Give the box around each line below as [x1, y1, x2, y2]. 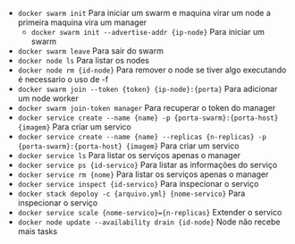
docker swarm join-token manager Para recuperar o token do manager [17, 103, 276, 113]
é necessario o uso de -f [17, 74, 109, 84]
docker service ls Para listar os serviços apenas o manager [17, 150, 241, 160]
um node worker [17, 93, 79, 104]
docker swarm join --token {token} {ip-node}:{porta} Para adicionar [17, 84, 278, 94]
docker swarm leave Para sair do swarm [17, 46, 164, 56]
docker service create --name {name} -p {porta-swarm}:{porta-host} [17, 114, 279, 122]
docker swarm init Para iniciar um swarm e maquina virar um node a [17, 8, 271, 18]
